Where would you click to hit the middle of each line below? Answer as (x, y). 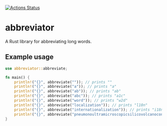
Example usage (29, 57)
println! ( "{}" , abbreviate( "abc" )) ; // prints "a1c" (70, 96)
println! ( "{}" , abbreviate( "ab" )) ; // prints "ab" (68, 91)
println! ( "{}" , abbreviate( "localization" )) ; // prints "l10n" (81, 105)
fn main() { (17, 77)
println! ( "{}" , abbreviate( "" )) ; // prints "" (63, 82)
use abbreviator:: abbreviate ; (37, 68)
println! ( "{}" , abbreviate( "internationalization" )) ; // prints (82, 110)
